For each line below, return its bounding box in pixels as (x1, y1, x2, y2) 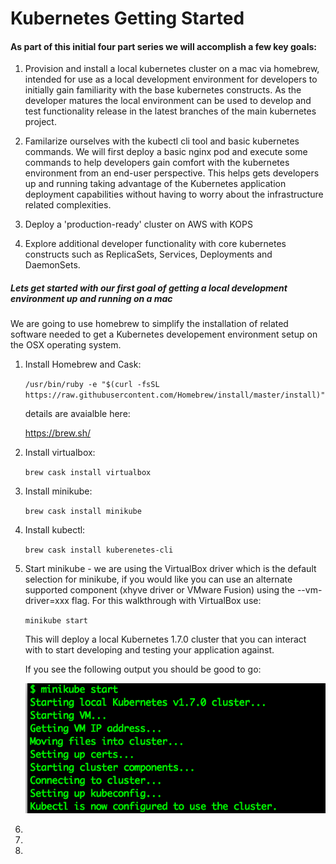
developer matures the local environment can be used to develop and (24, 95, 312, 107)
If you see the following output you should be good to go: (24, 663, 262, 676)
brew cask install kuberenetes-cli (24, 545, 174, 556)
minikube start (24, 616, 89, 626)
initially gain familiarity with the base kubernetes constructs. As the (24, 84, 302, 96)
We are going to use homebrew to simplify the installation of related (10, 318, 289, 330)
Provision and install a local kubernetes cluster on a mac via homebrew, (24, 63, 320, 75)
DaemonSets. (24, 259, 81, 271)
